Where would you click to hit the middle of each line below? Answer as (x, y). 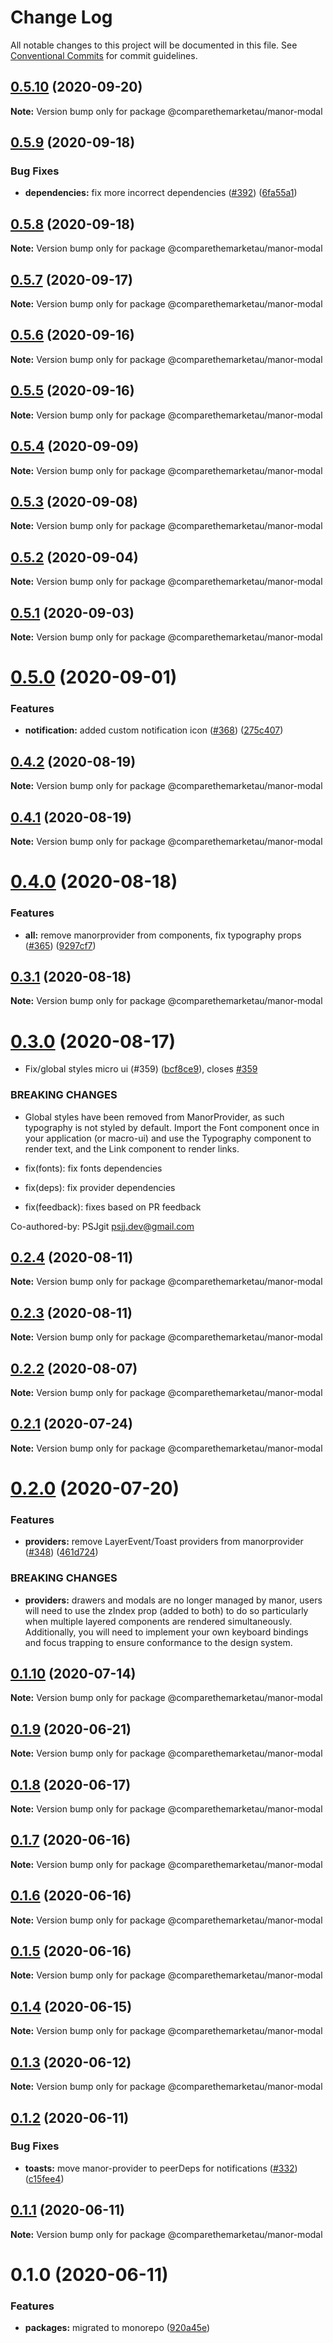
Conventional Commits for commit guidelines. (104, 55)
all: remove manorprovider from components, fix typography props (163, 935)
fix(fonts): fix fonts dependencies (93, 1168)
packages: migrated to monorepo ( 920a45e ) (117, 2328)
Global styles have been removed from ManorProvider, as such (154, 1117)
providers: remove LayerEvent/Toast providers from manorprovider (164, 1542)
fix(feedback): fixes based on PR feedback (113, 1207)
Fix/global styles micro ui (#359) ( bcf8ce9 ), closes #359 (141, 1069)
